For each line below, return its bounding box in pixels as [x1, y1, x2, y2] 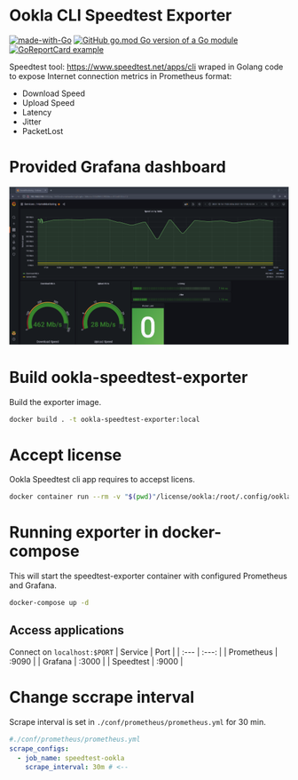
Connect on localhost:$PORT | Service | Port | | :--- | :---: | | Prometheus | [9, 646, 278, 657]
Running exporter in [9, 522, 159, 543]
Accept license [9, 445, 122, 465]
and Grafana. [9, 580, 58, 591]
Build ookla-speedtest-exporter [9, 367, 248, 387]
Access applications [9, 623, 124, 638]
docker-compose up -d [9, 599, 90, 608]
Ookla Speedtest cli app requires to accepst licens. [9, 474, 195, 485]
